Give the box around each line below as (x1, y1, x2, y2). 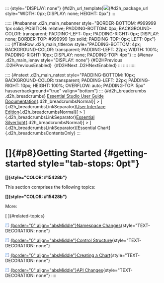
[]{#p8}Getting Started (5, 147, 102, 159)
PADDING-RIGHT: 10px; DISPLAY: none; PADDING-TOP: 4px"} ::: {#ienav (5, 52, 153, 58)
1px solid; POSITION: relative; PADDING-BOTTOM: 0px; (5, 25, 118, 31)
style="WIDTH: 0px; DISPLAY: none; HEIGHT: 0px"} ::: (5, 10, 116, 16)
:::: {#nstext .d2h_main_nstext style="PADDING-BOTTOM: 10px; (5, 72, 136, 78)
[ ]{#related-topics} (5, 212, 45, 218)
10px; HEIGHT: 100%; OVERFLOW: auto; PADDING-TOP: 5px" (20, 82, 146, 88)
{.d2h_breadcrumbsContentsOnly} (5, 130, 76, 136)
